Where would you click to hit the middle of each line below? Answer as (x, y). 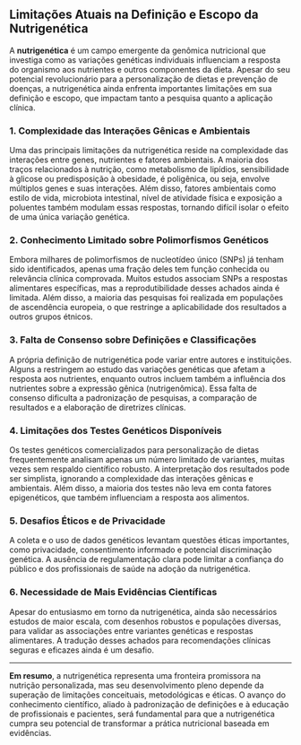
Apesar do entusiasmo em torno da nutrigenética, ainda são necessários (143, 611)
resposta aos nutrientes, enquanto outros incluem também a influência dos (148, 378)
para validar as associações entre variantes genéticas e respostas (131, 630)
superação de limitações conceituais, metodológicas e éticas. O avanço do (148, 695)
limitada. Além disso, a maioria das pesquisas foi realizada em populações (146, 298)
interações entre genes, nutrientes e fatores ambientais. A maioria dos (139, 160)
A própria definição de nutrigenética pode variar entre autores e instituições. (150, 360)
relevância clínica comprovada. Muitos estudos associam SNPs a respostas (149, 279)
